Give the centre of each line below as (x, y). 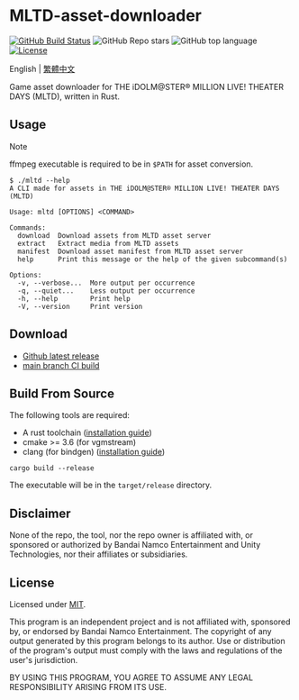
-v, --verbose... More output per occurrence (106, 283)
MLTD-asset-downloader (106, 16)
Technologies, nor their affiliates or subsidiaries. (99, 554)
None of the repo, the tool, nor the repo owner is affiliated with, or (131, 535)
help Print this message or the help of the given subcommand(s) (153, 259)
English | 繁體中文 (42, 68)
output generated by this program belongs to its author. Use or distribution (147, 641)
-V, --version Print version (80, 306)
